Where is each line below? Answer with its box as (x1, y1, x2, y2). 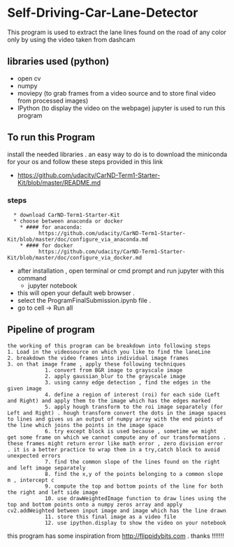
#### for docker (25, 242, 73, 249)
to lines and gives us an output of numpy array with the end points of (7, 415, 224, 423)
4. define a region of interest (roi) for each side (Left (44, 391, 220, 398)
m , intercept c (7, 477, 54, 484)
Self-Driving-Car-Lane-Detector (7, 5, 198, 21)
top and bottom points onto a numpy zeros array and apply (7, 501, 183, 508)
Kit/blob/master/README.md (17, 178, 101, 186)
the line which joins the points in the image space (7, 421, 164, 428)
